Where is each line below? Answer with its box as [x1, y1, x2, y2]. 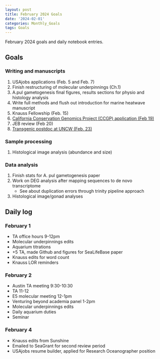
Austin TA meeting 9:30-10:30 [12, 283, 73, 289]
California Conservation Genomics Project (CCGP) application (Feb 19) [12, 115, 154, 121]
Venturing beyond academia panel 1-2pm [12, 299, 95, 305]
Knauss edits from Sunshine [12, 337, 69, 343]
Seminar [12, 314, 29, 320]
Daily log [5, 207, 33, 216]
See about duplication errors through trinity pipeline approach [19, 188, 144, 194]
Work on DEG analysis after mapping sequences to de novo [12, 178, 133, 184]
